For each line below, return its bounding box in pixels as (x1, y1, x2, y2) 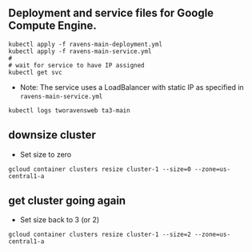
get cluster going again (8, 194, 126, 208)
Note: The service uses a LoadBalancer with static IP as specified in (19, 82, 244, 91)
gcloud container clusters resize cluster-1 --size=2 (8, 230, 192, 239)
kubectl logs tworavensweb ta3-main (8, 106, 130, 115)
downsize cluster (8, 128, 96, 142)
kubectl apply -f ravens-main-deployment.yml (8, 40, 162, 48)
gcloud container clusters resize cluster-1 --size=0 (8, 165, 192, 173)
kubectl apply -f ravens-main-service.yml (8, 47, 152, 55)
